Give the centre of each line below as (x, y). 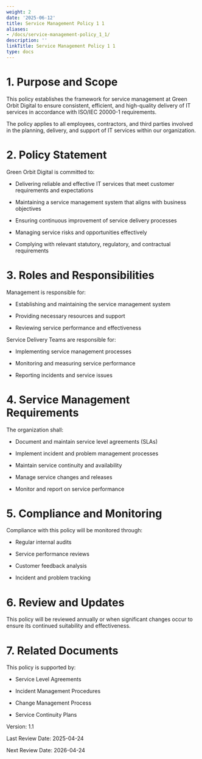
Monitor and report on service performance (70, 489)
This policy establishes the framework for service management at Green (97, 99)
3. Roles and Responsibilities (80, 275)
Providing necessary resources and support (70, 316)
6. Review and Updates (65, 602)
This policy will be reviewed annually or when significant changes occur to (100, 619)
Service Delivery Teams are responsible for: (61, 339)
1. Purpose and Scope (62, 82)
